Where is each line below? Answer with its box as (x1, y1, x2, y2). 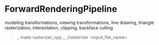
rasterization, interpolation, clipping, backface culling (4, 24, 113, 30)
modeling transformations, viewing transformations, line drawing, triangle (4, 20, 155, 25)
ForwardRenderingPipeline (4, 3, 117, 15)
